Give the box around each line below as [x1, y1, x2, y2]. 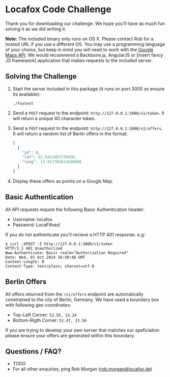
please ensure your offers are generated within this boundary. [5, 332, 135, 338]
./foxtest [12, 101, 34, 106]
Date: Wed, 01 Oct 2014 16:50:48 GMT [5, 255, 86, 260]
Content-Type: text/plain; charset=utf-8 [5, 263, 95, 268]
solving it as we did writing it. [5, 25, 67, 32]
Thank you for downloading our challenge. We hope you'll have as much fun [5, 20, 165, 26]
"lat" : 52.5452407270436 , [22, 154, 77, 160]
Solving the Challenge [5, 72, 77, 81]
